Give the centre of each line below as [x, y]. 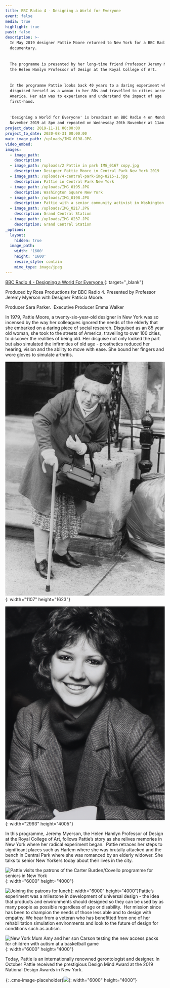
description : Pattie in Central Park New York [64, 182]
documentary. [24, 48]
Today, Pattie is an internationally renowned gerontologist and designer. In [82, 959]
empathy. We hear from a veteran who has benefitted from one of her [78, 918]
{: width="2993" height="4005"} [39, 823]
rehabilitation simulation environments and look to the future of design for [82, 923]
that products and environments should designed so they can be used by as [84, 901]
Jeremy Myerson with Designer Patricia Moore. [54, 297]
